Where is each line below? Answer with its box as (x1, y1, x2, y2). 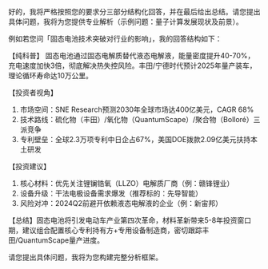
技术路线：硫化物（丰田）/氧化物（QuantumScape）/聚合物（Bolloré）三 (19, 115, 261, 124)
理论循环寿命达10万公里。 (8, 71, 94, 80)
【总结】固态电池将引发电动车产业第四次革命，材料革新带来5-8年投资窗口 (8, 216, 252, 225)
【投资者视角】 (8, 88, 58, 97)
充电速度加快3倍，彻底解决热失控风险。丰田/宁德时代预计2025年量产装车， (8, 61, 257, 70)
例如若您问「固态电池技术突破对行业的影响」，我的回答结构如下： (8, 34, 222, 43)
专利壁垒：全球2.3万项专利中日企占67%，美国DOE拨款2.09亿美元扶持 (19, 135, 250, 144)
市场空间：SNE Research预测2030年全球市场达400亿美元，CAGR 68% (19, 105, 254, 114)
